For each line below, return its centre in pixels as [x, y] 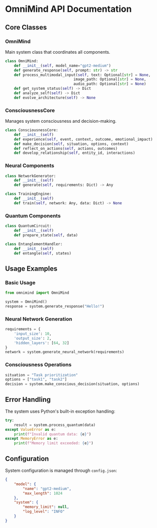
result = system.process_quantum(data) [55, 425]
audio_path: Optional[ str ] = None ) [110, 84]
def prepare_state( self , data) [46, 235]
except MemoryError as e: [31, 439]
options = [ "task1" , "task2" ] [36, 380]
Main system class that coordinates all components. [58, 52]
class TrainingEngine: [28, 194]
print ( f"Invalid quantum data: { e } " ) [53, 434]
